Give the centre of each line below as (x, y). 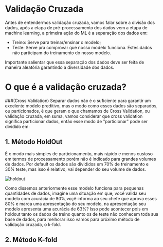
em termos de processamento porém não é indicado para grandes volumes (81, 159)
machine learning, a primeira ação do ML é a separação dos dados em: (76, 33)
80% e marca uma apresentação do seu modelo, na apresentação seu (76, 204)
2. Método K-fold (31, 240)
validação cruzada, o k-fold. (33, 224)
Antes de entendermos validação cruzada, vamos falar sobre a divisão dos (80, 22)
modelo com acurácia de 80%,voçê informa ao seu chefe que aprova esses (81, 198)
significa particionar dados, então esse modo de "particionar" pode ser (76, 121)
